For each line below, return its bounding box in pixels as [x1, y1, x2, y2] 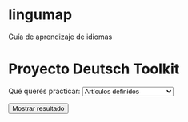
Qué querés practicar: [8, 86, 81, 96]
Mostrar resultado [12, 104, 65, 112]
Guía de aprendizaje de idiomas [8, 32, 113, 41]
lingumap [8, 6, 73, 24]
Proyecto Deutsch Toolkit [8, 60, 180, 78]
